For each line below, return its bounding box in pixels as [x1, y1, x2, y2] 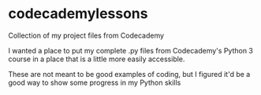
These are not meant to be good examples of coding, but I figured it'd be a [8, 69, 251, 79]
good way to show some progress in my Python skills [8, 78, 181, 87]
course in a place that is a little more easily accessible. [8, 54, 185, 64]
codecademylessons [8, 5, 148, 23]
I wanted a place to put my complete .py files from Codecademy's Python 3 [8, 46, 254, 55]
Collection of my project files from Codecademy [8, 31, 164, 40]
